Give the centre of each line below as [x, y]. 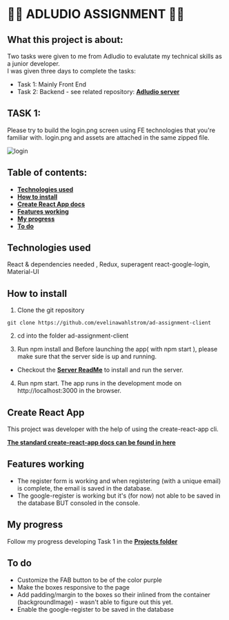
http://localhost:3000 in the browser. [69, 391]
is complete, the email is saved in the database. [84, 488]
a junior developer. [33, 64]
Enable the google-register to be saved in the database [96, 609]
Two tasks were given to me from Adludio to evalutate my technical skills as [114, 56]
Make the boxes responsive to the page [73, 587]
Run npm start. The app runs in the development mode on [99, 383]
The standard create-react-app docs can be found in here [91, 443]
